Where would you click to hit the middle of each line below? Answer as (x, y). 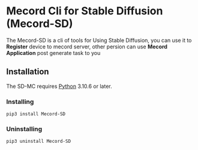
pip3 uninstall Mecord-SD (38, 142)
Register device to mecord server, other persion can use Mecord (87, 47)
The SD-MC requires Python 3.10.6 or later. (59, 86)
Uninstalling (24, 128)
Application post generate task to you (53, 53)
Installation (28, 72)
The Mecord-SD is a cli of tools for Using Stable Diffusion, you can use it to (99, 40)
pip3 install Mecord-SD (36, 114)
